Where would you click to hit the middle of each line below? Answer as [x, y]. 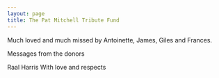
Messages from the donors [46, 54]
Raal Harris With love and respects [57, 67]
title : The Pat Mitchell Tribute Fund [63, 20]
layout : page [26, 14]
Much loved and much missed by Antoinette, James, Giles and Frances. [110, 40]
